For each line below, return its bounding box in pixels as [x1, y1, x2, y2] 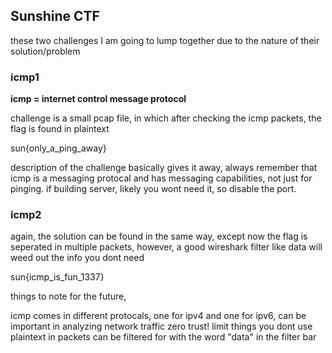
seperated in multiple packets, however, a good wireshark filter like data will [10, 241, 323, 253]
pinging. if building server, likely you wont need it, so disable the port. [10, 183, 297, 195]
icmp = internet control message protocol [10, 93, 187, 105]
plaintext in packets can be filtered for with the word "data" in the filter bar [10, 331, 317, 343]
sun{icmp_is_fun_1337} [10, 271, 105, 283]
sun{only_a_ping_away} [10, 142, 107, 154]
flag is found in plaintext [10, 123, 110, 135]
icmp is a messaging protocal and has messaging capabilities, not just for [10, 172, 313, 184]
